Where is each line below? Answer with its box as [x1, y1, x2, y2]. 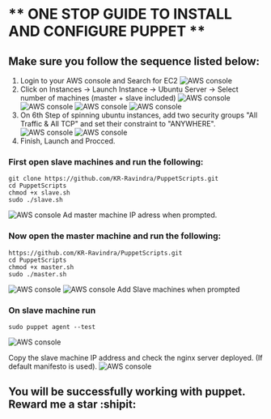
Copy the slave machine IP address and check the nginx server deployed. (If [8, 353, 263, 362]
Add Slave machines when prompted [116, 284, 240, 294]
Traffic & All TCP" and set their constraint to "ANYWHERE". [19, 119, 216, 128]
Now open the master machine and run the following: [8, 230, 222, 242]
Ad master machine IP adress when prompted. [62, 210, 218, 220]
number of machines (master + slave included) [19, 93, 176, 102]
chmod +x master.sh [8, 263, 74, 271]
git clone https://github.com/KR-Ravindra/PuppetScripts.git [8, 175, 219, 183]
